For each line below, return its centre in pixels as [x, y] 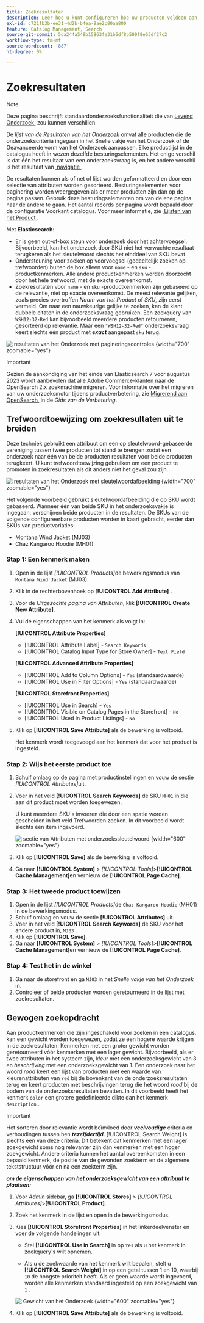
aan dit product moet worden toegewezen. [69, 802]
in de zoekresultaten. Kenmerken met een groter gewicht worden [88, 1045]
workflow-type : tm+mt [34, 40]
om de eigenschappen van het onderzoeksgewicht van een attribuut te [98, 1178]
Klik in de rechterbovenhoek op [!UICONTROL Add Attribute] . [93, 591]
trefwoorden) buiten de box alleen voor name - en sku [81, 267]
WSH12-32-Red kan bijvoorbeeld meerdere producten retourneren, [96, 319]
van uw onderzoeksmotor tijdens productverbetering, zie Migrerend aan [97, 393]
